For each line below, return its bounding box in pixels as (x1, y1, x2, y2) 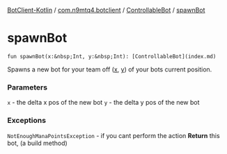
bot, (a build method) (7, 139, 68, 147)
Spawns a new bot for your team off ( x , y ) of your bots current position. (7, 65, 212, 74)
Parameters (7, 83, 47, 92)
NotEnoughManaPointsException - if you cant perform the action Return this (7, 131, 221, 139)
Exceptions (7, 116, 47, 126)
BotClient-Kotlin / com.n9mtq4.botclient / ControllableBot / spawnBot (7, 6, 205, 14)
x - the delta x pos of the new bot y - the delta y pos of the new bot (7, 99, 200, 107)
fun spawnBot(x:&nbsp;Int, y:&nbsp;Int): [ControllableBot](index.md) (7, 53, 217, 60)
